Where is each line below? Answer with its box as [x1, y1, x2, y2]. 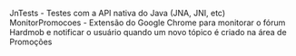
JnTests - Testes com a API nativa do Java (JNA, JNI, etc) [9, 8, 226, 18]
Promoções [9, 36, 53, 47]
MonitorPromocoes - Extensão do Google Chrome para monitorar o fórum [9, 17, 286, 28]
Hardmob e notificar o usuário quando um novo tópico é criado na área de [9, 27, 288, 37]
